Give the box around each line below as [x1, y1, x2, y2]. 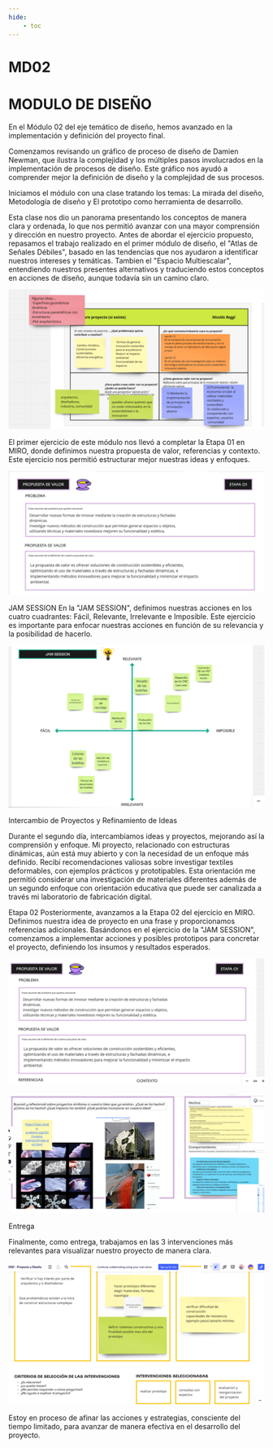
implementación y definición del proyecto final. [8, 130, 166, 140]
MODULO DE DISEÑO [8, 94, 152, 113]
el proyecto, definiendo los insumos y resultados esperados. [8, 942, 211, 952]
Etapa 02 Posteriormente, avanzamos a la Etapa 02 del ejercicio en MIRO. [8, 907, 255, 917]
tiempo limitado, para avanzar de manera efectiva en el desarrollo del [8, 1421, 241, 1431]
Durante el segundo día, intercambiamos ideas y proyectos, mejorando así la [8, 831, 265, 841]
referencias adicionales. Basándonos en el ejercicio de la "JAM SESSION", [8, 924, 256, 935]
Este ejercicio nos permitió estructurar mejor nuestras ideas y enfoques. [8, 455, 250, 464]
